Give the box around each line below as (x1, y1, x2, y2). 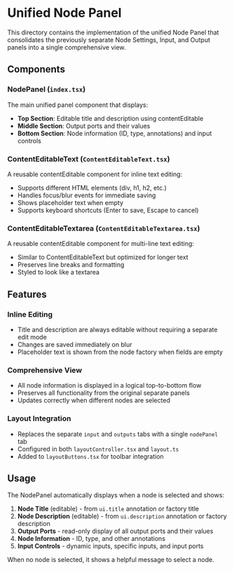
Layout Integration (7, 414, 71, 424)
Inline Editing (7, 309, 53, 319)
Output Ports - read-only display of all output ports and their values (17, 527, 214, 535)
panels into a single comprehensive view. (7, 43, 126, 51)
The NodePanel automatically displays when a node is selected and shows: (7, 491, 225, 499)
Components (7, 63, 65, 75)
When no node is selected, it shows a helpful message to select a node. (7, 556, 215, 564)
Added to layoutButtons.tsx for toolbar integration (17, 452, 165, 461)
